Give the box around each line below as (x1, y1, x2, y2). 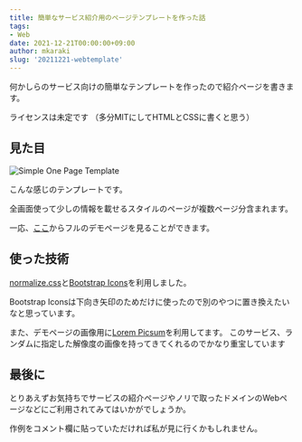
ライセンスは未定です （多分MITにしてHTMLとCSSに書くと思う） (9, 112, 255, 122)
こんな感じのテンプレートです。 (9, 183, 128, 194)
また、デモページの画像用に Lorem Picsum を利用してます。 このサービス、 (9, 326, 286, 337)
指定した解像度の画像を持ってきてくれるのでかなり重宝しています (40, 338, 287, 349)
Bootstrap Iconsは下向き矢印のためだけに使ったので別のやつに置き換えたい (9, 296, 290, 307)
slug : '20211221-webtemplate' (9, 55, 124, 64)
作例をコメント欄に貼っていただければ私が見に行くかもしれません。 (9, 423, 262, 434)
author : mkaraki (9, 47, 71, 56)
